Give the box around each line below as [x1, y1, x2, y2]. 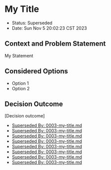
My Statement [4, 53, 33, 58]
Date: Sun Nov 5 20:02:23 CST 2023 [11, 25, 87, 31]
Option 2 [11, 85, 30, 91]
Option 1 [11, 80, 29, 86]
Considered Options [4, 67, 68, 75]
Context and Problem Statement [4, 40, 106, 48]
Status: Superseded [11, 20, 53, 26]
